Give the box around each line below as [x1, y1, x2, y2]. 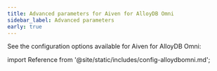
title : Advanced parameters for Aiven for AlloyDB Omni [7, 10, 174, 17]
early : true [7, 23, 42, 30]
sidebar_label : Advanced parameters [7, 17, 114, 24]
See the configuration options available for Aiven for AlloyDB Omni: [7, 42, 202, 51]
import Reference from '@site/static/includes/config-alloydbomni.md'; [7, 56, 211, 64]
